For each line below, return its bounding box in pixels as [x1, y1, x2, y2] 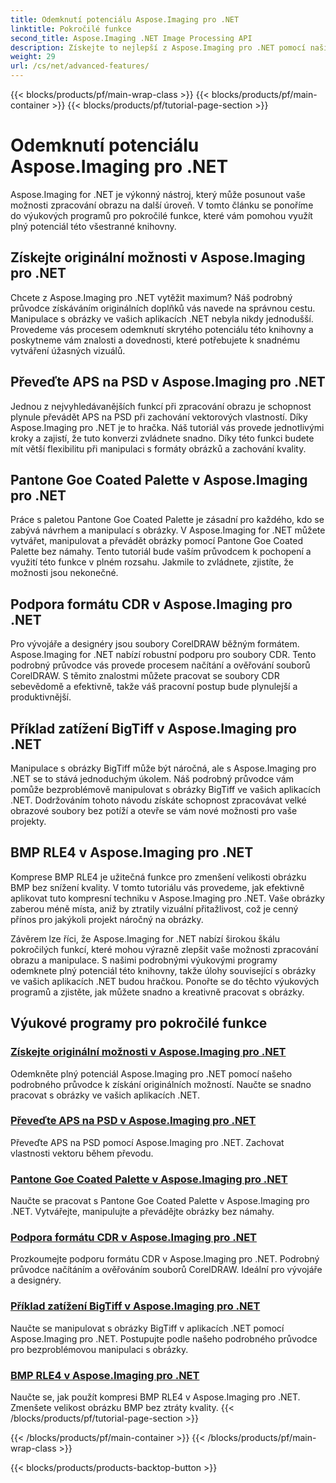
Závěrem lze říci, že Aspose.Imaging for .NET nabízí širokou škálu [10, 932, 280, 945]
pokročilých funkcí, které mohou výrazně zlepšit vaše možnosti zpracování [10, 943, 319, 955]
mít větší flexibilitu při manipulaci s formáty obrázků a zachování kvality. [10, 442, 307, 455]
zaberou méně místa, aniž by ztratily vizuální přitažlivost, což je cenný [10, 902, 299, 915]
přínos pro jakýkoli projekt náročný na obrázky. [10, 913, 204, 925]
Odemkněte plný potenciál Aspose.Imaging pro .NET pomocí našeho [10, 1067, 293, 1080]
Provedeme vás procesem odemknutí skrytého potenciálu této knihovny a [10, 323, 314, 335]
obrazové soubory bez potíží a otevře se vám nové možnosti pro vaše [10, 805, 298, 816]
